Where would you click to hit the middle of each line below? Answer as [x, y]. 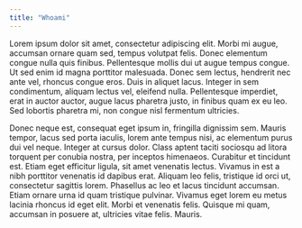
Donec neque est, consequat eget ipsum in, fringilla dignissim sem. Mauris [148, 128]
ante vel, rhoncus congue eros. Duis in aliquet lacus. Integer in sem [134, 81]
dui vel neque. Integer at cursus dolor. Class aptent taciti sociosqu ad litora [148, 147]
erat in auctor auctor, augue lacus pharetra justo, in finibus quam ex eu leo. [149, 101]
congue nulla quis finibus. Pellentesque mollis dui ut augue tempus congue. [150, 62]
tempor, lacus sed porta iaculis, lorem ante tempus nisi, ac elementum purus [151, 137]
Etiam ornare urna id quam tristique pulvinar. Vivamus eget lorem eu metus [148, 195]
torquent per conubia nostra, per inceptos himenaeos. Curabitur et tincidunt [150, 156]
